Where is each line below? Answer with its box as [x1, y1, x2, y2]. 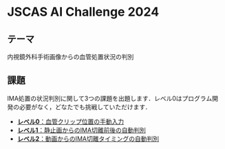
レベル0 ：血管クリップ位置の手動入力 [17, 117, 125, 126]
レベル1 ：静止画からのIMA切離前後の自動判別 [17, 126, 146, 134]
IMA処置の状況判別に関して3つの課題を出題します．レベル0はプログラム [7, 94, 213, 102]
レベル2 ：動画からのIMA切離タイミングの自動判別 [17, 135, 160, 143]
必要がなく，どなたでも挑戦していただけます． [19, 102, 151, 111]
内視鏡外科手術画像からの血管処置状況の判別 [7, 53, 134, 60]
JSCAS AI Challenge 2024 [7, 4, 160, 20]
